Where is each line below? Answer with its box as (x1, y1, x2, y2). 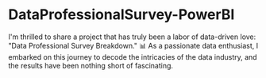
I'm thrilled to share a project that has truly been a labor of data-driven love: (8, 32, 256, 41)
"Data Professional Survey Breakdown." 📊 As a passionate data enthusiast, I (8, 41, 259, 50)
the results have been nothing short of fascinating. (8, 60, 173, 70)
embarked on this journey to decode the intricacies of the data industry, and (8, 52, 257, 61)
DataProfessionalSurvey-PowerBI (8, 6, 235, 24)
